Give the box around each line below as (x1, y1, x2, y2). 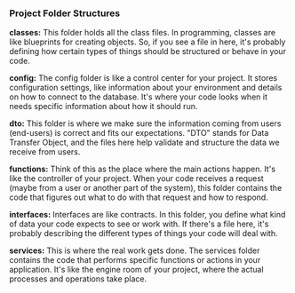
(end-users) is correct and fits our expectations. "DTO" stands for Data (9, 128, 269, 139)
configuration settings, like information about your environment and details (9, 83, 283, 93)
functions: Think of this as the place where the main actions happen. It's (9, 163, 276, 175)
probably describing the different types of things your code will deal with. (9, 228, 278, 239)
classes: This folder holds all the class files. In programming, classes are (9, 28, 276, 38)
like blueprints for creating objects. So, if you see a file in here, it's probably (9, 36, 286, 47)
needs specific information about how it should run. (9, 101, 198, 112)
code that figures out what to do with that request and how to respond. (9, 192, 268, 202)
